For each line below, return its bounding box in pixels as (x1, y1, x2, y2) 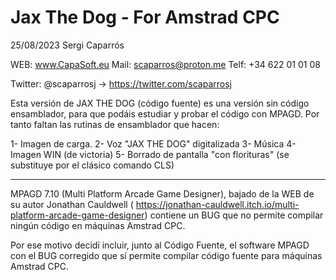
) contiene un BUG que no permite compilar (144, 209, 324, 221)
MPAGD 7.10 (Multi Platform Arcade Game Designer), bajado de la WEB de (10, 187, 315, 200)
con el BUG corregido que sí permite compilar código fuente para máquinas (10, 249, 323, 261)
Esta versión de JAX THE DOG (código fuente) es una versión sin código (10, 97, 310, 109)
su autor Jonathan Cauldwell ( (10, 198, 134, 210)
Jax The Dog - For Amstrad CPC (10, 6, 280, 29)
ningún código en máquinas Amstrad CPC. (10, 219, 186, 231)
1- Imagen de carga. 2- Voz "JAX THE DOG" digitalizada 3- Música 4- (10, 137, 297, 150)
